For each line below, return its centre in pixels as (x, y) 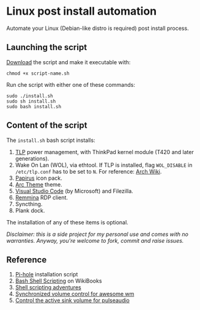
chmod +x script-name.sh (38, 73)
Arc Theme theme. (39, 184)
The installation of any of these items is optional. (67, 222)
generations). (32, 158)
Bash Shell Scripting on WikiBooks (58, 281)
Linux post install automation (82, 11)
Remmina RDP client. (42, 197)
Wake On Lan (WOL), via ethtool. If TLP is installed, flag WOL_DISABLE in (104, 165)
